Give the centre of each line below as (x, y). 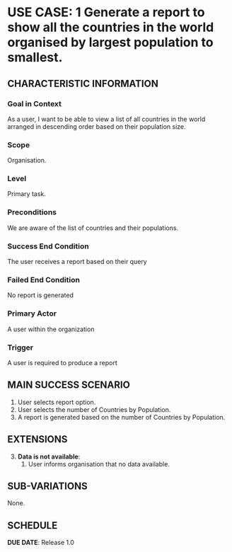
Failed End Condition (43, 280)
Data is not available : (49, 456)
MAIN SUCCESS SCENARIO (69, 385)
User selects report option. (57, 402)
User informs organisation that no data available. (99, 464)
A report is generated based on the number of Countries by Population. (121, 417)
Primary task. (27, 194)
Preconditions (32, 212)
